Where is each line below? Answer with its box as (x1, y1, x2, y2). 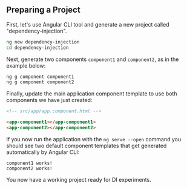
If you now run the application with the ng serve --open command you (6, 135, 182, 143)
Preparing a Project (6, 5, 80, 15)
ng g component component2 (6, 79, 74, 85)
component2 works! (6, 165, 53, 171)
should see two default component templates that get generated (6, 142, 167, 149)
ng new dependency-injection (6, 39, 80, 45)
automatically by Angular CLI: (6, 148, 80, 156)
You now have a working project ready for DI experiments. (6, 176, 151, 183)
